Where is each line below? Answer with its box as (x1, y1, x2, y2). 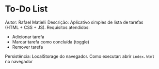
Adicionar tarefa (12, 34, 45, 40)
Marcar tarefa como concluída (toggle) (12, 39, 90, 44)
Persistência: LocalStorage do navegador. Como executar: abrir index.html (5, 53, 155, 59)
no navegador (5, 58, 33, 64)
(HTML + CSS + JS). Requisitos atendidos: (5, 24, 90, 30)
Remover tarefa (12, 44, 43, 50)
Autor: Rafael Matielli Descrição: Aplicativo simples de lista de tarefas (5, 19, 143, 25)
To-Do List (5, 3, 48, 14)
